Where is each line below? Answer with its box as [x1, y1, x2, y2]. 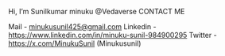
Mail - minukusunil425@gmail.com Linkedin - [8, 22, 157, 31]
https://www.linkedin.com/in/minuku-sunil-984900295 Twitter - [8, 31, 217, 39]
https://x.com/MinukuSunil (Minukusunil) [8, 39, 142, 48]
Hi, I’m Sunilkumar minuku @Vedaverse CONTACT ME [8, 7, 185, 16]
